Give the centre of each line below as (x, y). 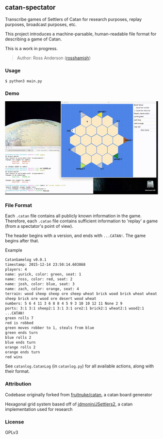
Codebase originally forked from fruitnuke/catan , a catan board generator (79, 394)
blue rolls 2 (18, 338)
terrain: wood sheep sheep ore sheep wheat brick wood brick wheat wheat (81, 294)
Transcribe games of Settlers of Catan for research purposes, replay (73, 19)
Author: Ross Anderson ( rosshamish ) (54, 58)
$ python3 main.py (24, 81)
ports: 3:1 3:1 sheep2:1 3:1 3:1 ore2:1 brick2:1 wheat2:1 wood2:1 (75, 309)
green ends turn (21, 333)
